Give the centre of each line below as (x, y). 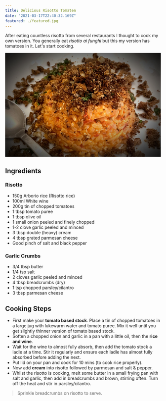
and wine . (22, 341)
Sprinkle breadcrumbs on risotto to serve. (60, 393)
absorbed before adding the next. (46, 357)
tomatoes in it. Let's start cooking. (40, 46)
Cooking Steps (28, 309)
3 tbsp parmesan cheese (38, 293)
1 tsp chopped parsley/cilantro (43, 288)
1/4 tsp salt (23, 272)
